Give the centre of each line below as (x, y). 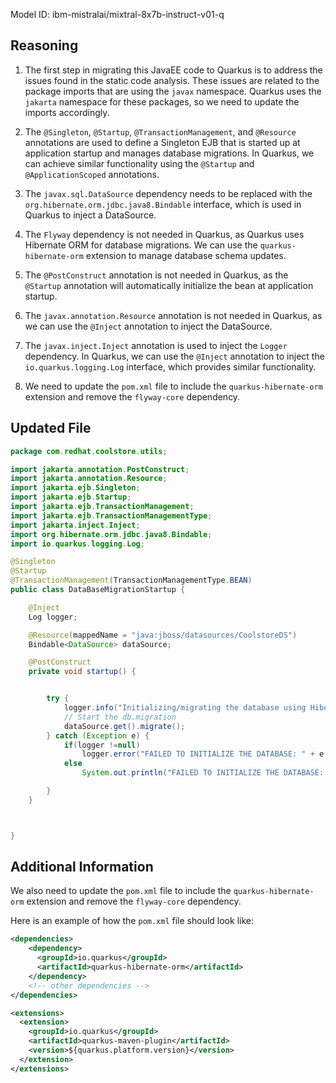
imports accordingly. (67, 112)
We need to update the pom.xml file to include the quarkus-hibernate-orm (173, 386)
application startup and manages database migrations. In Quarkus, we (169, 153)
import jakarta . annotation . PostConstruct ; (100, 469)
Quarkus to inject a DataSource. (90, 215)
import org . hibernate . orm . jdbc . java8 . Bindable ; (111, 534)
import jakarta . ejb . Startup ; (71, 497)
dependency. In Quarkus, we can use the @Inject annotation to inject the (174, 356)
